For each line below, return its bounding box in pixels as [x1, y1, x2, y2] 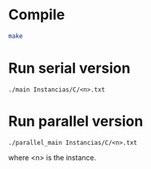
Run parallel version [8, 112, 144, 130]
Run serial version [8, 59, 131, 77]
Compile [8, 6, 66, 24]
